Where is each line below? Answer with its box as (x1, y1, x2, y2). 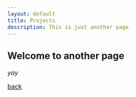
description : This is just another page (7, 23, 130, 30)
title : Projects (7, 17, 56, 24)
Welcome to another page (7, 50, 125, 62)
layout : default (7, 10, 56, 18)
